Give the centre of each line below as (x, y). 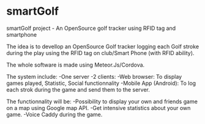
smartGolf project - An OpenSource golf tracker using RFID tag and (91, 28)
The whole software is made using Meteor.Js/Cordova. (76, 65)
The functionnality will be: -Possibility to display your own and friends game (102, 101)
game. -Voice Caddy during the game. (54, 114)
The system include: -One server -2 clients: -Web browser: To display (94, 76)
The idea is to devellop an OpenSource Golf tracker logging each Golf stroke (103, 46)
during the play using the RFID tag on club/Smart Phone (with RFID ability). (100, 53)
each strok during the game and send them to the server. (78, 89)
